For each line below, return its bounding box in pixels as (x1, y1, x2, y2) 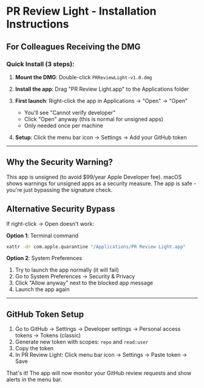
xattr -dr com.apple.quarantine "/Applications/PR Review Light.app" (6, 244, 186, 250)
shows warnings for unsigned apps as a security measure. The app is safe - (6, 180, 196, 187)
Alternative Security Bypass (6, 204, 115, 214)
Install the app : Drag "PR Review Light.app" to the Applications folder (15, 85, 189, 93)
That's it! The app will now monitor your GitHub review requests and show (6, 370, 192, 377)
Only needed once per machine (24, 122, 103, 129)
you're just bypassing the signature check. (6, 186, 113, 193)
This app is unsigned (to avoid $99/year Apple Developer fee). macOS (6, 173, 182, 180)
